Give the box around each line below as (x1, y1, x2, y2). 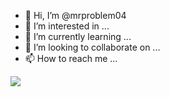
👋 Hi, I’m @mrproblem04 (24, 10, 127, 21)
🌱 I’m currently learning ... (24, 31, 132, 42)
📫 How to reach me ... (24, 53, 118, 64)
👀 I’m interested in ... (24, 20, 110, 32)
